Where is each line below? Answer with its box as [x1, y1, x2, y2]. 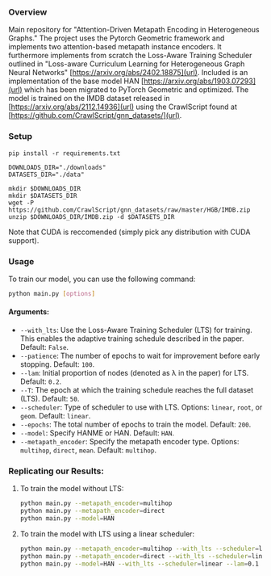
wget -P [8, 199, 35, 207]
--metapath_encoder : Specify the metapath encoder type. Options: [19, 436, 240, 446]
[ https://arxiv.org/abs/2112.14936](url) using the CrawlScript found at [8, 102, 238, 111]
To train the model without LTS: [19, 484, 124, 494]
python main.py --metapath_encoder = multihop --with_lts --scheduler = [19, 544, 260, 553]
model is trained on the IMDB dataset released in [8, 94, 171, 103]
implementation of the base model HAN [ [8, 76, 144, 86]
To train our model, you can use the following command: [8, 274, 196, 284]
